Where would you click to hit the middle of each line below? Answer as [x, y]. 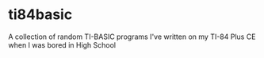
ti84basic [40, 15]
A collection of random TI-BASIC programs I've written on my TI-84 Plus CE [132, 37]
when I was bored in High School [62, 44]
